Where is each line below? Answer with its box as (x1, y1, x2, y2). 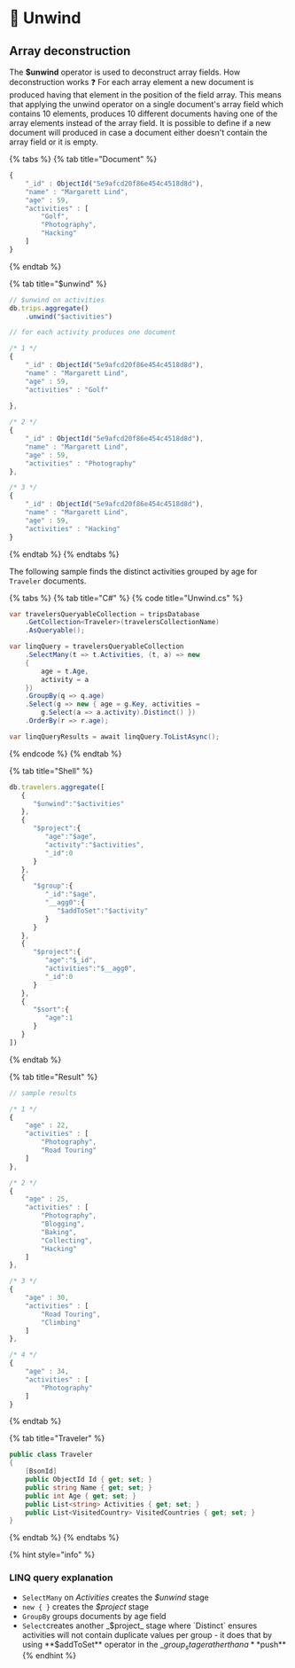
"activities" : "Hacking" (25, 524, 121, 533)
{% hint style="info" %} (9, 1549, 96, 1560)
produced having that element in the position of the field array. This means (9, 90, 282, 100)
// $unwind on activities (9, 295, 105, 304)
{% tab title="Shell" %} (9, 765, 93, 776)
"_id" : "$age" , (44, 890, 97, 899)
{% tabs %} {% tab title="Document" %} (9, 154, 158, 164)
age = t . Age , (41, 667, 89, 676)
